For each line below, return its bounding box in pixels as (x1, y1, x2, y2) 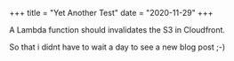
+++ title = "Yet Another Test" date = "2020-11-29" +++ (9, 8, 214, 18)
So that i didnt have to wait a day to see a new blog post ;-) (9, 42, 225, 52)
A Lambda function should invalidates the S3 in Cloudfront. (9, 25, 225, 34)
